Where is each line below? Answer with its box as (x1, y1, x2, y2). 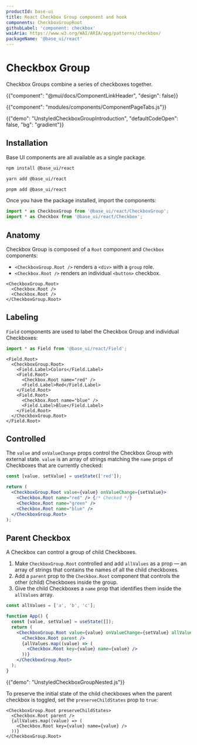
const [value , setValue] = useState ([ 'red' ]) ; (6, 473, 122, 479)
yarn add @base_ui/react (6, 176, 67, 182)
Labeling (6, 312, 39, 322)
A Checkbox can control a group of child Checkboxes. (6, 549, 137, 556)
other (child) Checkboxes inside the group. (14, 579, 118, 586)
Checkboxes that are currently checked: (6, 462, 103, 469)
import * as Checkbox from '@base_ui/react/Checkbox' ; (6, 214, 143, 220)
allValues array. (14, 592, 54, 599)
